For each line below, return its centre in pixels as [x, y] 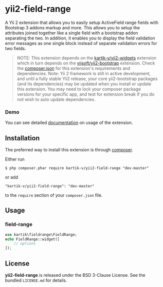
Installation [22, 138]
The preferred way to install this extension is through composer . [69, 150]
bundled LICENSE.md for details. [36, 280]
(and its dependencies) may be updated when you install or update [84, 83]
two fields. [16, 48]
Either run [15, 159]
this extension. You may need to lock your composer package [79, 89]
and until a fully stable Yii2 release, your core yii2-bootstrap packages [87, 79]
